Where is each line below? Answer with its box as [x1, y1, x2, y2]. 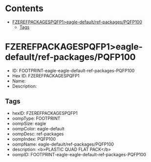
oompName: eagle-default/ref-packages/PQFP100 [12, 141, 114, 147]
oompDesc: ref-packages [12, 131, 64, 137]
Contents [5, 3, 44, 14]
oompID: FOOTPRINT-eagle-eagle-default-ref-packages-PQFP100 [12, 151, 147, 157]
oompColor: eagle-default [12, 126, 65, 131]
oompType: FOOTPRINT [12, 115, 61, 121]
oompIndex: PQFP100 [12, 136, 56, 142]
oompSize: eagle [12, 120, 46, 126]
